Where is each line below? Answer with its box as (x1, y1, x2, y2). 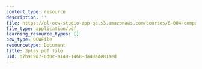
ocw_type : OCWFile (6, 37, 52, 43)
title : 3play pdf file (6, 48, 63, 54)
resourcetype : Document (6, 43, 66, 49)
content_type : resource (6, 8, 66, 15)
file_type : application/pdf (6, 25, 77, 32)
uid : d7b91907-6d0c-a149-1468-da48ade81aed (6, 53, 117, 59)
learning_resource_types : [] (6, 31, 79, 37)
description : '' (6, 14, 47, 20)
